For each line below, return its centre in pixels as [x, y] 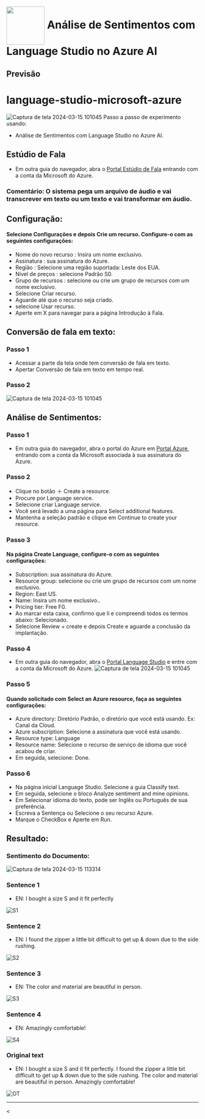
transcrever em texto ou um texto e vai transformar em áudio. [99, 199]
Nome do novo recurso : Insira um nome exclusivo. [79, 254]
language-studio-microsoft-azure [94, 100]
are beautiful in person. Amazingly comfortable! [75, 1082]
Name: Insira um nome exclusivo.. [58, 600]
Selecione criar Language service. [58, 505]
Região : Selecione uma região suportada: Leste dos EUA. [88, 267]
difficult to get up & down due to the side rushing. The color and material [106, 1075]
